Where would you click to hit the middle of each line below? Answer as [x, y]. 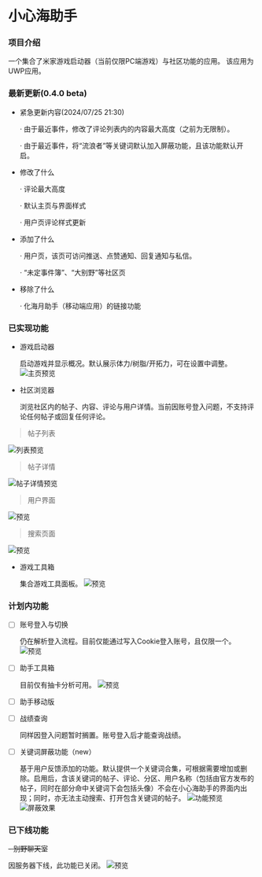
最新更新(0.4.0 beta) [48, 94]
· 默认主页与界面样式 [53, 205]
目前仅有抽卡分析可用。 [57, 684]
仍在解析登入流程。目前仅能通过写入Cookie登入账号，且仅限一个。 [127, 641]
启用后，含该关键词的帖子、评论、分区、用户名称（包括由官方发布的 [144, 778]
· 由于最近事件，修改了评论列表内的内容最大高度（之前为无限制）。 [127, 129]
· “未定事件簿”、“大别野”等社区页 [72, 272]
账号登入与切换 [44, 625]
